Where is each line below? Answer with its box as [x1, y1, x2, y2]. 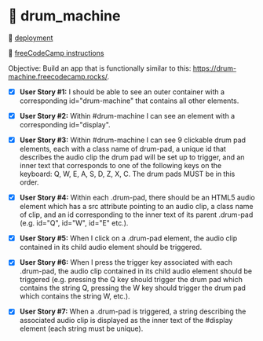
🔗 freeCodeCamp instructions [8, 48, 104, 57]
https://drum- [192, 63, 237, 73]
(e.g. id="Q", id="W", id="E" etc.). [19, 218, 129, 228]
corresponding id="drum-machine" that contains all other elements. [19, 96, 239, 105]
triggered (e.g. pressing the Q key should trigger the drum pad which [19, 275, 243, 284]
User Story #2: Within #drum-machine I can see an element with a [19, 112, 236, 120]
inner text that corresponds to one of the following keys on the [19, 161, 222, 170]
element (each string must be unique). [19, 324, 144, 333]
